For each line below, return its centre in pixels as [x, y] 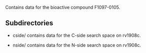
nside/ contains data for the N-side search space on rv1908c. [77, 45]
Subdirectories [29, 23]
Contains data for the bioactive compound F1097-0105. [63, 7]
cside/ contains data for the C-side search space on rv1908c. [77, 35]
